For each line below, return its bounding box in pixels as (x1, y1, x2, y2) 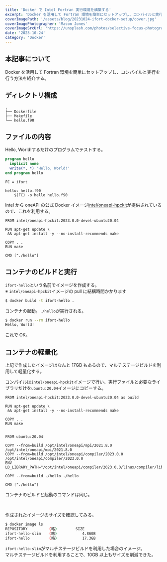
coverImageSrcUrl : (5, 26, 43, 31)
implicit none (9, 161, 39, 166)
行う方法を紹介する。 (5, 75, 49, 81)
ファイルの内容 (5, 133, 51, 141)
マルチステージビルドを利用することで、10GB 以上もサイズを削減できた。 (5, 552, 156, 558)
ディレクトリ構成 (5, 91, 57, 100)
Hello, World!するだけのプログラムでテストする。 (5, 146, 106, 152)
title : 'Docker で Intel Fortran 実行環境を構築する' (5, 7, 111, 12)
